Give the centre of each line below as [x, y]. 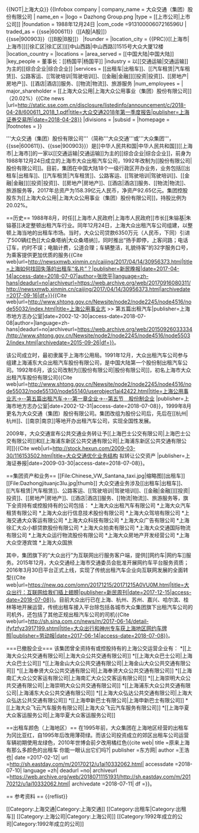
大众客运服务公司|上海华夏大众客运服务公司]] [61, 715]
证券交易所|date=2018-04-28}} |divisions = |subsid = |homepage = [88, 119]
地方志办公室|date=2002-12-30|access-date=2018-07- [78, 316]
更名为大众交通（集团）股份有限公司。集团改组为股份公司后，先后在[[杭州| [97, 413]
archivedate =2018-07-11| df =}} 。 [113, 784]
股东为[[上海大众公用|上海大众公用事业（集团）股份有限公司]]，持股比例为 [97, 198]
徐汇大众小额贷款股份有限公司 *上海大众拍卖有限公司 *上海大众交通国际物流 [98, 528]
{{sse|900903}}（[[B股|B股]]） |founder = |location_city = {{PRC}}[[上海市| [98, 39]
